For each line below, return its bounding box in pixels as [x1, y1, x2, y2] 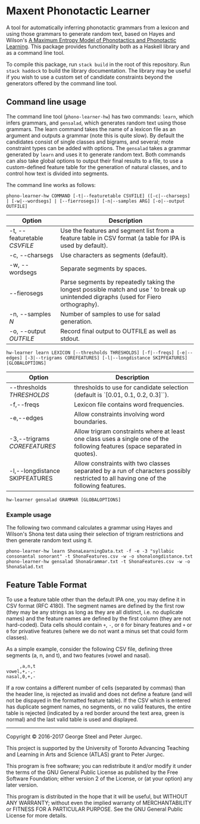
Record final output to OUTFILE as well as [60, 327, 177, 335]
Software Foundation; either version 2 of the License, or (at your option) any [6, 775, 193, 782]
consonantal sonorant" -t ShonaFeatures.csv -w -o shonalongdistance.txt [6, 554, 193, 559]
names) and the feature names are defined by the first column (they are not [6, 615, 191, 622]
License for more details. [6, 811, 67, 819]
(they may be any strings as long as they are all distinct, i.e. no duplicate [6, 608, 183, 615]
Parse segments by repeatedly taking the [60, 278, 176, 286]
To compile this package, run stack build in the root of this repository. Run [6, 61, 190, 68]
